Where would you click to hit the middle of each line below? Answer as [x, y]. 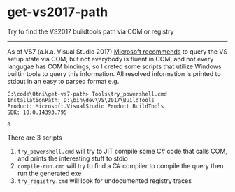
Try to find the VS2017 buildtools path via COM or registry [91, 31]
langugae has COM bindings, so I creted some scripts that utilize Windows [114, 66]
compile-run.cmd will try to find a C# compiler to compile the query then [120, 165]
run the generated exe [49, 173]
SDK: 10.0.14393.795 [37, 112]
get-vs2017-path [58, 12]
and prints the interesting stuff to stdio [72, 158]
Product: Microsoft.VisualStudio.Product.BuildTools [86, 106]
